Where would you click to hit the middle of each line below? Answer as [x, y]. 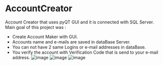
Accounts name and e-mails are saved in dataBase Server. [71, 42]
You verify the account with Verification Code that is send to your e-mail [85, 52]
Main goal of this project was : [36, 27]
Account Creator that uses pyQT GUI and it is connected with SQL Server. [80, 22]
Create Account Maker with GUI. [45, 37]
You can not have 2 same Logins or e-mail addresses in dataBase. [79, 47]
